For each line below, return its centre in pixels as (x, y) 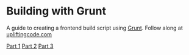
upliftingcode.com (29, 34)
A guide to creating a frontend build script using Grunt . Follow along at (94, 28)
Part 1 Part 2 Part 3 (30, 46)
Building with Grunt (56, 11)
